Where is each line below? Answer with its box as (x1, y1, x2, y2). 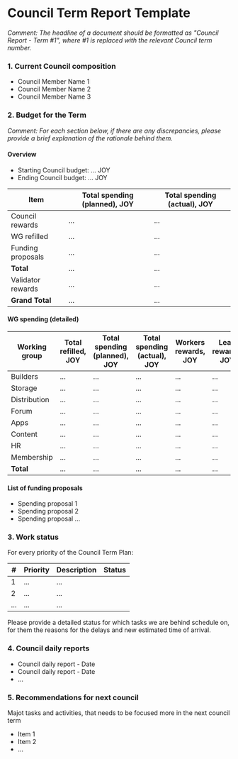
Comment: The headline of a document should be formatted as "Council (7, 28, 219, 37)
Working (17, 342, 47, 352)
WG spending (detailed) (7, 315, 79, 323)
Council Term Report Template (7, 5, 191, 21)
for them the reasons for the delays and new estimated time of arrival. (7, 626, 211, 634)
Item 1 (17, 730, 35, 738)
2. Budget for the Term (7, 110, 87, 120)
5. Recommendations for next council (7, 692, 140, 702)
